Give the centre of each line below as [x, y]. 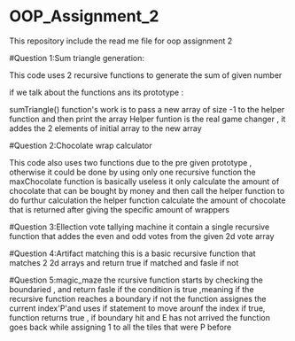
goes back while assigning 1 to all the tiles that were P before [120, 327]
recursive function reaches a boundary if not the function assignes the [138, 298]
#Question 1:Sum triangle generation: [77, 58]
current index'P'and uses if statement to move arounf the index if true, [137, 308]
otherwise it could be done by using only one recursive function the [132, 172]
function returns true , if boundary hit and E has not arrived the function [140, 317]
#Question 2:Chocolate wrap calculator [81, 145]
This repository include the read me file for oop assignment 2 [121, 41]
